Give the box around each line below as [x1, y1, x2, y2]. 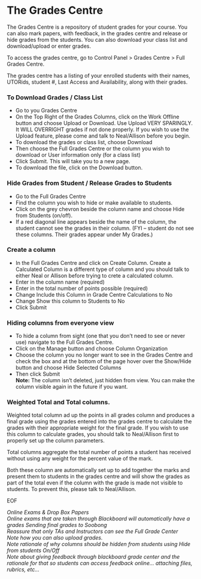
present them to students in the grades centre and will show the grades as [7, 473, 190, 480]
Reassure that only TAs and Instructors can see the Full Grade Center [7, 528, 178, 535]
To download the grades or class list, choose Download [15, 139, 153, 146]
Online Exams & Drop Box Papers [7, 509, 89, 516]
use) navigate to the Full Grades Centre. [15, 339, 114, 346]
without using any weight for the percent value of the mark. [7, 455, 153, 462]
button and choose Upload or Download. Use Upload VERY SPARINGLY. [15, 120, 193, 127]
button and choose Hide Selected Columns [15, 364, 121, 371]
